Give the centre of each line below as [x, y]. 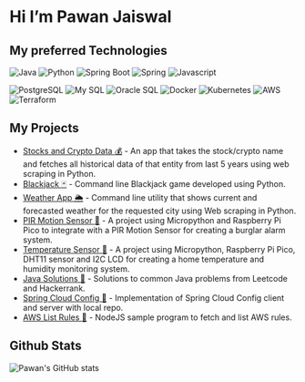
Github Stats [46, 346]
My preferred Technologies [89, 51]
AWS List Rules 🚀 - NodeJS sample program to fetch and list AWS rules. [158, 317]
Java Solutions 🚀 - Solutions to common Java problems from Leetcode [155, 278]
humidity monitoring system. [76, 268]
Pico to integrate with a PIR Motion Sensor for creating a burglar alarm [154, 230]
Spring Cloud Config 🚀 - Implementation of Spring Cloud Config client [153, 297]
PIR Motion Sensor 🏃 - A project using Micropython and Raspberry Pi [152, 220]
